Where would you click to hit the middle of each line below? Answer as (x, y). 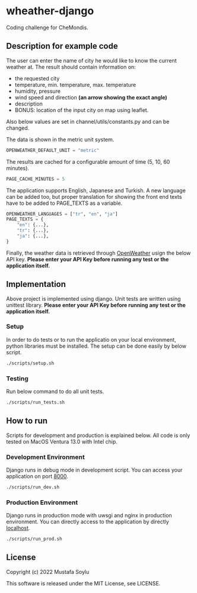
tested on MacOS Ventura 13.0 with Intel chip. (62, 441)
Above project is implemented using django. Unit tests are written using (93, 298)
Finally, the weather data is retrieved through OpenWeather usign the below (99, 253)
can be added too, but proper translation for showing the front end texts (94, 196)
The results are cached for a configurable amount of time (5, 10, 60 (88, 161)
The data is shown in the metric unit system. (60, 139)
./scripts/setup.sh (30, 363)
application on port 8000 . (37, 476)
